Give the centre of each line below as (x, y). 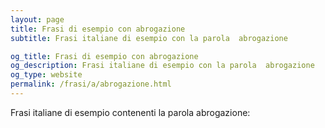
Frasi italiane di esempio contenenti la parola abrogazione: (130, 112)
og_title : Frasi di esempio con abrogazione (104, 56)
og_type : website (46, 75)
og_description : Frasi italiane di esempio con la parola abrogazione (162, 66)
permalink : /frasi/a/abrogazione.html (91, 84)
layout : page (37, 19)
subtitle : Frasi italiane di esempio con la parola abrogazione (149, 38)
